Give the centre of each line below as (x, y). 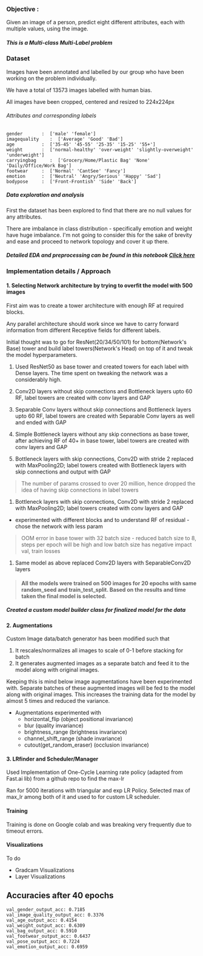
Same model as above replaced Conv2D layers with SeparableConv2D (103, 563)
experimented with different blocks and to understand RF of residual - (102, 520)
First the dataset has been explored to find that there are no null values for (99, 210)
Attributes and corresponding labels (52, 116)
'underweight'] (25, 155)
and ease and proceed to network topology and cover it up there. (88, 241)
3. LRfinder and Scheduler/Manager (52, 759)
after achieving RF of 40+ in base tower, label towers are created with (102, 440)
